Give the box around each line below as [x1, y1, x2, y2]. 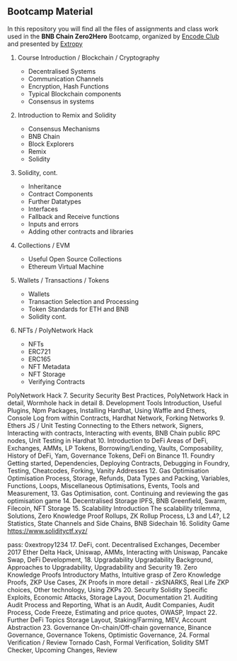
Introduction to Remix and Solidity [17, 111, 117, 119]
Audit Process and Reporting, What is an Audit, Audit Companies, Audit [7, 600, 214, 609]
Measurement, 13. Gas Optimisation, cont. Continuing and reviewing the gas [7, 489, 229, 497]
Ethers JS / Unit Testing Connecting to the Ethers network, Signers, [7, 421, 204, 429]
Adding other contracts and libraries [28, 227, 134, 236]
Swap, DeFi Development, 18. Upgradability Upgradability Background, [7, 555, 214, 564]
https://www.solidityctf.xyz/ [7, 526, 88, 535]
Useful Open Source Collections [28, 254, 122, 263]
